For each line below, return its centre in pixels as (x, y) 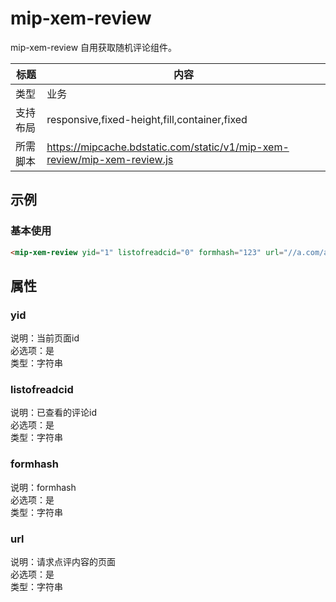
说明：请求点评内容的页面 (63, 562)
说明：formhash (43, 487)
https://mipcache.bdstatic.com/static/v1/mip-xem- (168, 147)
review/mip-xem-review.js (110, 159)
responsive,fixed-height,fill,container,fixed (147, 119)
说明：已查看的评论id (53, 413)
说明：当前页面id (45, 338)
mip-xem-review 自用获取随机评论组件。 (94, 47)
